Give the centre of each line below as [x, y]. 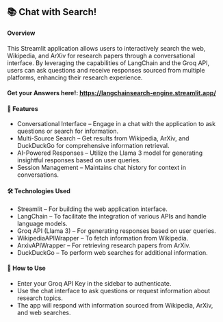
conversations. [38, 175]
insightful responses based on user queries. [79, 160]
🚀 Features [23, 108]
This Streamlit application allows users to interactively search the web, [106, 48]
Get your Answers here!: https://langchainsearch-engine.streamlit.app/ [112, 93]
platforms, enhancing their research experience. [75, 77]
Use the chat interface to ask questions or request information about [114, 290]
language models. [42, 223]
